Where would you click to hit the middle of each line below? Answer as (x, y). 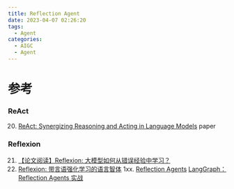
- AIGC (24, 46)
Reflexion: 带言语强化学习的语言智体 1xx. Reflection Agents (102, 169)
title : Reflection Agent (44, 14)
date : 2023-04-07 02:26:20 (47, 20)
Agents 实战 (66, 177)
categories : (25, 40)
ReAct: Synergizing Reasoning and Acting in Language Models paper (117, 126)
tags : (16, 26)
